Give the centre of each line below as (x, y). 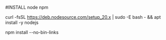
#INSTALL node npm (27, 7)
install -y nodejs (22, 23)
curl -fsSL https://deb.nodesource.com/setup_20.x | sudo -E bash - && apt (83, 17)
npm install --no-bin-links (32, 32)
